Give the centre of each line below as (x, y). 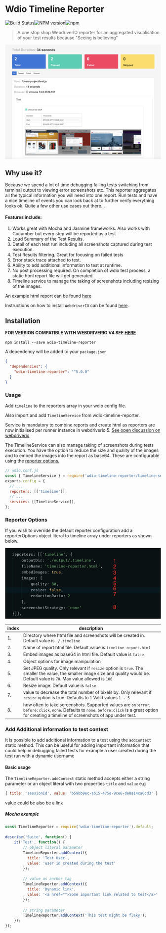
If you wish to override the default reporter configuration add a (69, 530)
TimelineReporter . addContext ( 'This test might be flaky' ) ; (85, 915)
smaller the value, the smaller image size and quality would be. (86, 673)
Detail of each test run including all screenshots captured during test (82, 244)
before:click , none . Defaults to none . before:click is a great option (91, 710)
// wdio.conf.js (22, 471)
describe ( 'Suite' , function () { (38, 837)
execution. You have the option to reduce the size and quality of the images (82, 450)
